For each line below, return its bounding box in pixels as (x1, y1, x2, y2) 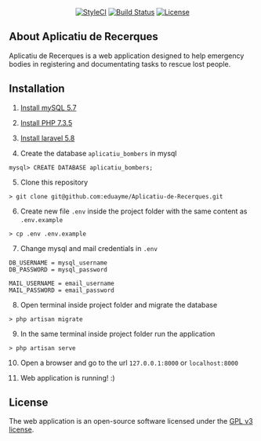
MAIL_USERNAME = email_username (9, 279, 114, 287)
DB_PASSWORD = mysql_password (9, 265, 108, 274)
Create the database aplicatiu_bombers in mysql (20, 148, 177, 158)
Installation (9, 82, 65, 96)
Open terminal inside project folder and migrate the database (20, 300, 218, 309)
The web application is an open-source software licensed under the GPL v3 (9, 417, 253, 426)
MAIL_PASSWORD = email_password (9, 286, 114, 294)
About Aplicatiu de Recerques (9, 30, 159, 43)
